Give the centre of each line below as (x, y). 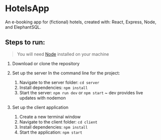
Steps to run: (25, 43)
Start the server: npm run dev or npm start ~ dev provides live (81, 92)
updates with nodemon (42, 98)
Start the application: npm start (51, 132)
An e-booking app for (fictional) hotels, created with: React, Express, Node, (81, 22)
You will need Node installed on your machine (63, 54)
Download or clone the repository (46, 63)
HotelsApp (27, 9)
